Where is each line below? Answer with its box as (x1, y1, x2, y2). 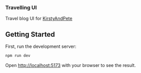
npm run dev (5, 53, 30, 58)
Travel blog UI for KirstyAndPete (5, 16, 73, 22)
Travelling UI (5, 4, 37, 11)
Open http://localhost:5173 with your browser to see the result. (5, 62, 136, 68)
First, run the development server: (5, 43, 77, 49)
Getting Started (5, 30, 55, 39)
